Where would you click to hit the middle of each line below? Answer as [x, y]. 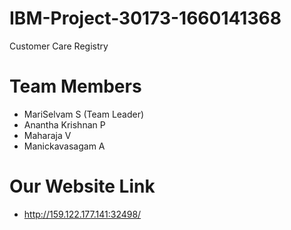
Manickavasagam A [64, 146]
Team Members [75, 86]
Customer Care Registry [59, 46]
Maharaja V [47, 135]
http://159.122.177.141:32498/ [82, 214]
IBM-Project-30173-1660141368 [145, 18]
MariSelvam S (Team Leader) [84, 114]
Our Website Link [82, 186]
